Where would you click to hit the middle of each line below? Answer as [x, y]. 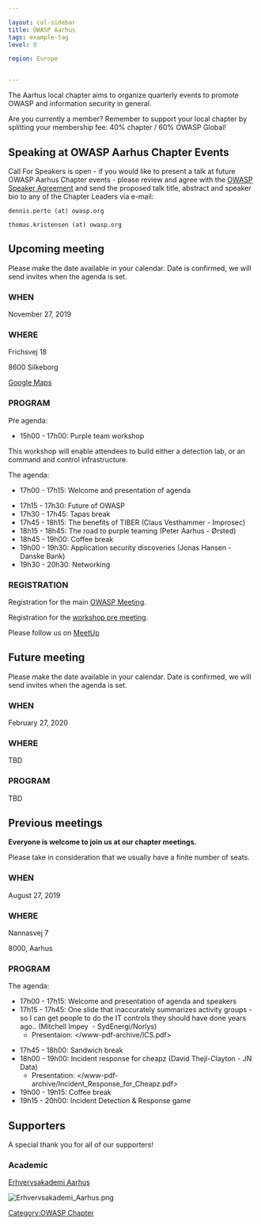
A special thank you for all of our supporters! [81, 1145]
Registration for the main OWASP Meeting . [77, 601]
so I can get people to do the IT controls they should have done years [133, 1018]
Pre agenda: [28, 420]
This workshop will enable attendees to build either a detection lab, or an [127, 451]
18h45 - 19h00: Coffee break [66, 539]
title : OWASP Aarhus [42, 30]
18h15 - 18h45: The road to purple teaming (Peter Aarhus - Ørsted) [128, 530]
